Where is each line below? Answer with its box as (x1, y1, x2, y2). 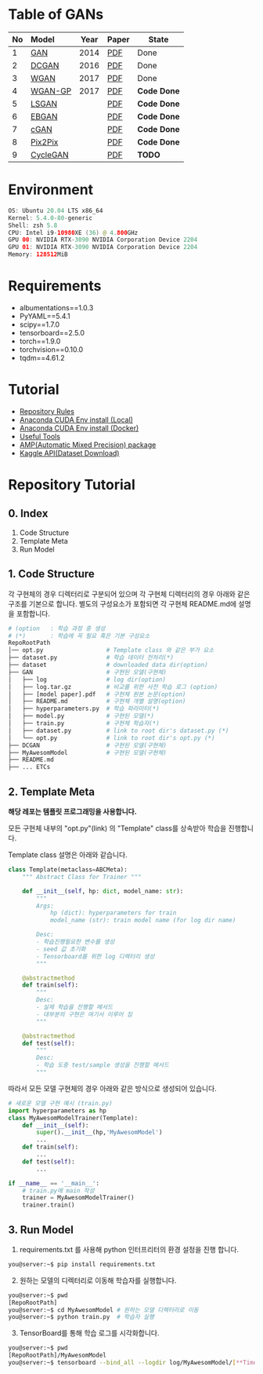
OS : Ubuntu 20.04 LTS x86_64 (8, 207, 103, 214)
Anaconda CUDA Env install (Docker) (19, 423, 139, 433)
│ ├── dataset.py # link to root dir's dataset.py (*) (8, 727, 229, 735)
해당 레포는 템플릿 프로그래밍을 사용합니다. (8, 807, 137, 816)
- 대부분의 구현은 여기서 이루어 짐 (36, 1010, 133, 1018)
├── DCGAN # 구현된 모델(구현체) (8, 741, 167, 749)
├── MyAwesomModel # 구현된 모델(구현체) (8, 749, 167, 757)
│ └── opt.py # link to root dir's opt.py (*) (8, 734, 215, 742)
